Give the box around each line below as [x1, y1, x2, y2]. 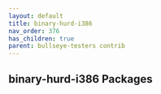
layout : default [8, 11, 63, 20]
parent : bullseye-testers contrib [8, 42, 126, 50]
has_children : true [8, 34, 75, 43]
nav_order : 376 [8, 27, 60, 35]
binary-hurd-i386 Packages [8, 72, 153, 86]
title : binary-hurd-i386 [8, 19, 93, 28]
